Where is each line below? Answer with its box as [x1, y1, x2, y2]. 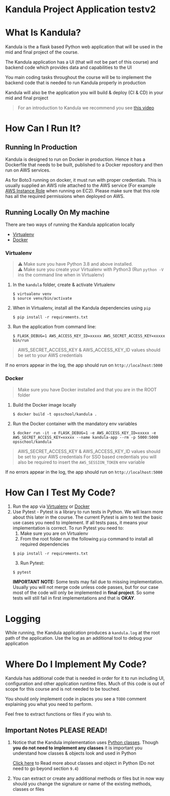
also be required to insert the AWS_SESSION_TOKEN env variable [17, 459, 145, 465]
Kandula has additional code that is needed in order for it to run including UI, [5, 675, 165, 681]
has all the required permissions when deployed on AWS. [5, 193, 125, 200]
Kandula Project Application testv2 [5, 4, 156, 15]
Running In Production [5, 143, 78, 151]
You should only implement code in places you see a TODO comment [5, 696, 147, 702]
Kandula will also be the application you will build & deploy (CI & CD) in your [5, 90, 164, 96]
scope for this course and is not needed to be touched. [5, 686, 120, 692]
